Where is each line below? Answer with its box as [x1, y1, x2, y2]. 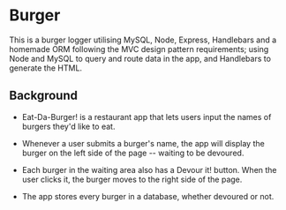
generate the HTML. [9, 63, 82, 73]
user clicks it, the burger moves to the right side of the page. [21, 174, 243, 184]
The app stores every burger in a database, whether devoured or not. [21, 191, 275, 201]
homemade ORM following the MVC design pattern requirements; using [9, 43, 269, 54]
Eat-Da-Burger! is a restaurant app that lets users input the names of [21, 111, 272, 122]
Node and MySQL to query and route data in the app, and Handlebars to [9, 53, 272, 64]
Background [9, 88, 78, 103]
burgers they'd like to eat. [21, 121, 116, 131]
